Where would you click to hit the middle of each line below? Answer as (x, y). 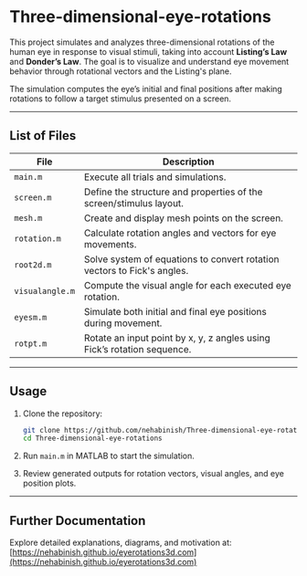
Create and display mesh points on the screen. (183, 218)
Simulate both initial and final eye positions (175, 311)
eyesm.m (31, 317)
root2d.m (33, 265)
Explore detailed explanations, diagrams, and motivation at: (121, 543)
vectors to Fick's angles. (136, 270)
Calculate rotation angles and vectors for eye (180, 233)
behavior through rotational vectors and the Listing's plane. (121, 71)
